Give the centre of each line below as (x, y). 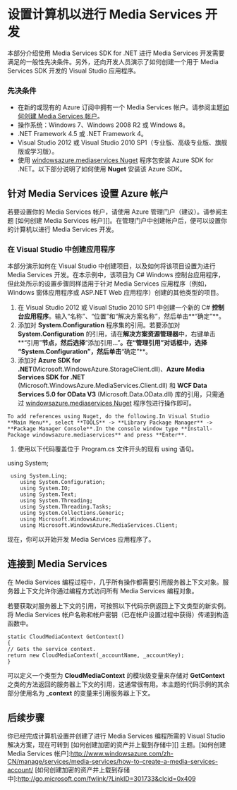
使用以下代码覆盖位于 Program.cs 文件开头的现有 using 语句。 (108, 449)
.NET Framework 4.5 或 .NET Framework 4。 (83, 134)
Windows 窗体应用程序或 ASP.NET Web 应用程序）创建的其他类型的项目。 (115, 293)
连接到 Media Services (57, 564)
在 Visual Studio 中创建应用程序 (61, 249)
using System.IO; (45, 488)
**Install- (197, 429)
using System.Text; (49, 494)
